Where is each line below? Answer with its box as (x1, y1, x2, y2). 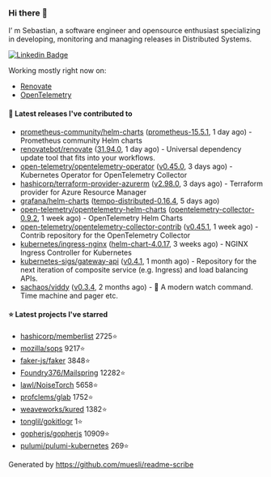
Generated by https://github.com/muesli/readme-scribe (8, 459, 194, 469)
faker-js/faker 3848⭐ (19, 355, 91, 365)
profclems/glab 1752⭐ (19, 392, 94, 402)
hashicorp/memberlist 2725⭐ (19, 331, 118, 341)
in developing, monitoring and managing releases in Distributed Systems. (8, 34, 252, 44)
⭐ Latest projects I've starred (8, 310, 108, 320)
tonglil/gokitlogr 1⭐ (19, 416, 83, 426)
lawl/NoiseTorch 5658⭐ (19, 380, 99, 389)
